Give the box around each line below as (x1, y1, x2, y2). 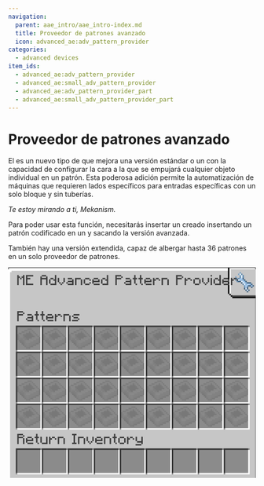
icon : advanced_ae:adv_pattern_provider (15, 38, 149, 46)
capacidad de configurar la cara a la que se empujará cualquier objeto (8, 165, 236, 174)
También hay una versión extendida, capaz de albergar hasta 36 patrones (8, 243, 247, 253)
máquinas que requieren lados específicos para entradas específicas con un (8, 181, 256, 191)
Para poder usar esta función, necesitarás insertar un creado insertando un (8, 220, 252, 229)
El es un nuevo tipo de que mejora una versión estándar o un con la (8, 156, 226, 166)
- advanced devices (15, 54, 79, 62)
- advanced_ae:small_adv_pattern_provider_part (15, 95, 174, 104)
